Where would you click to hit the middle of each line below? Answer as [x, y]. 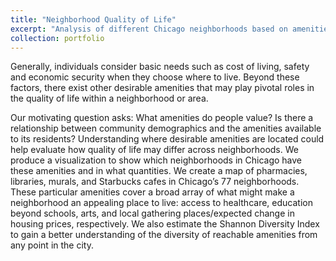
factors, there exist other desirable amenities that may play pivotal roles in [162, 88]
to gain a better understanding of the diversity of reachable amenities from [164, 235]
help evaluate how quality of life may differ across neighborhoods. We [154, 150]
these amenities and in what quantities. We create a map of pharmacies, [159, 171]
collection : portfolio [57, 38]
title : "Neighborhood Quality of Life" [93, 19]
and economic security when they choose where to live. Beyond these [155, 77]
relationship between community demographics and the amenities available [166, 128]
